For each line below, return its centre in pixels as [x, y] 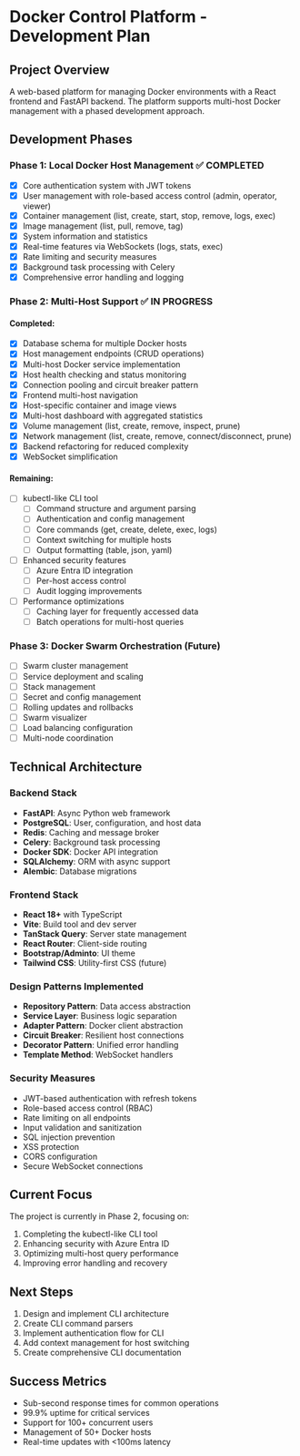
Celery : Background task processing [91, 842]
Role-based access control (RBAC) [88, 1108]
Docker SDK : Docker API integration [90, 851]
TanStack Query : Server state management [105, 933]
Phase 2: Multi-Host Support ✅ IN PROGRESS [111, 302]
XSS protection [51, 1146]
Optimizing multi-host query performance [100, 1254]
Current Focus [51, 1194]
